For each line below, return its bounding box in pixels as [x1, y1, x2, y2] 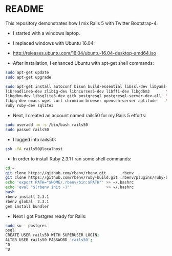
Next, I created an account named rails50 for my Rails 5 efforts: [12, 113, 147, 119]
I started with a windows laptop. [12, 30, 80, 36]
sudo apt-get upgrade [5, 75, 52, 80]
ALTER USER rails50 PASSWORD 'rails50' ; [5, 237, 93, 243]
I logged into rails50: [12, 136, 56, 142]
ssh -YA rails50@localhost [5, 146, 63, 152]
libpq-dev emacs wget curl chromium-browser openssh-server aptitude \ [5, 98, 168, 103]
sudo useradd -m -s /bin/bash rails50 [5, 122, 88, 127]
